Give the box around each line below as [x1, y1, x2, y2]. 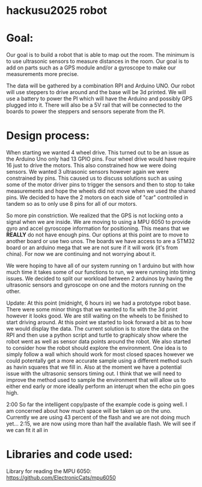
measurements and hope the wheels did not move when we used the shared [6, 188, 196, 195]
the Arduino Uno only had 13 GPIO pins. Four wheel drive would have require [6, 155, 196, 163]
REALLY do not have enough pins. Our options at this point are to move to [6, 231, 189, 238]
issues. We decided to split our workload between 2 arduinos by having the [6, 275, 193, 282]
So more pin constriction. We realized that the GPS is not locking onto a [6, 212, 183, 219]
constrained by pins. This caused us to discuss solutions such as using [6, 174, 182, 182]
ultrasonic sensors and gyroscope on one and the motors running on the [6, 281, 186, 288]
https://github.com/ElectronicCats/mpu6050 [6, 474, 116, 481]
